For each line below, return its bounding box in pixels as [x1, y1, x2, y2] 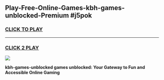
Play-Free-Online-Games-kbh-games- [5, 4, 125, 12]
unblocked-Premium [5, 12, 69, 20]
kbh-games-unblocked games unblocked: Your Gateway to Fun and [5, 64, 145, 70]
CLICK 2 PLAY [5, 44, 39, 51]
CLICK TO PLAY [5, 26, 43, 33]
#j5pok [70, 12, 92, 20]
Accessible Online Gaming [5, 69, 60, 75]
